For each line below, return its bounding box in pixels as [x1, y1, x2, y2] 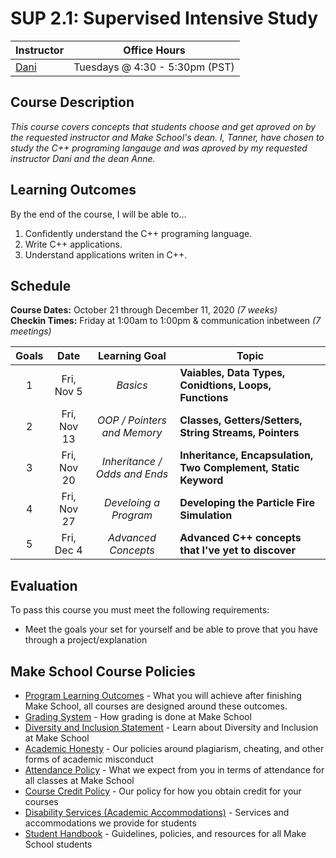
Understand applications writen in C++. [24, 248, 188, 261]
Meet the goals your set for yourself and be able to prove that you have [24, 623, 319, 636]
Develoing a [103, 496, 161, 510]
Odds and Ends [95, 467, 169, 481]
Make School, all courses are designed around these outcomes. [24, 700, 288, 712]
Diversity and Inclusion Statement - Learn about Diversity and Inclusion [24, 722, 319, 733]
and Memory [101, 426, 163, 440]
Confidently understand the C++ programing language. [24, 227, 253, 239]
